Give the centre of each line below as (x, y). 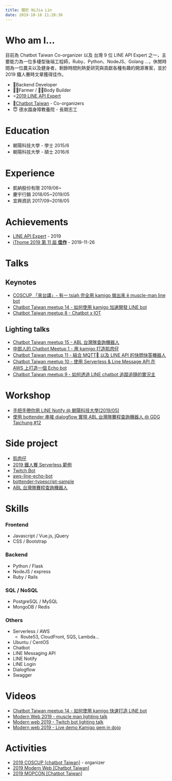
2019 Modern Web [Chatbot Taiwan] (51, 768)
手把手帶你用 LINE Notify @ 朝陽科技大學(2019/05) (66, 410)
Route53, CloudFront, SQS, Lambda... (60, 637)
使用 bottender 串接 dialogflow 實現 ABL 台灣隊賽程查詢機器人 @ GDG (86, 417)
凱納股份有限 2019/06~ (37, 188)
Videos (21, 696)
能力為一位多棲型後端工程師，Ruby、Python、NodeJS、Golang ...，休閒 (86, 62)
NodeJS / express (32, 571)
